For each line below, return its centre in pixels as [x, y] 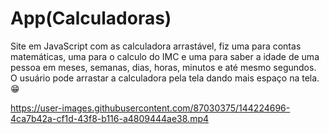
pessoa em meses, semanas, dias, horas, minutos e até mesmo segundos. [163, 67]
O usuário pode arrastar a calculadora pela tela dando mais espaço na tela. [165, 78]
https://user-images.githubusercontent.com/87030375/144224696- [150, 108]
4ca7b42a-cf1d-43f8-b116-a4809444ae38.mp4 [110, 118]
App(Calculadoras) [91, 18]
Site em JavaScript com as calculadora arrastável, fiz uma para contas [156, 46]
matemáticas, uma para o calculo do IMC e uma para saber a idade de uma [165, 56]
